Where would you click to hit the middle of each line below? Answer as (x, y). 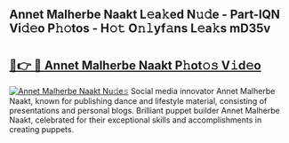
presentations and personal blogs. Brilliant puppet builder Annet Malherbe (144, 111)
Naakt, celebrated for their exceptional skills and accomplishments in (136, 120)
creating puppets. (41, 129)
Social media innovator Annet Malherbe (203, 91)
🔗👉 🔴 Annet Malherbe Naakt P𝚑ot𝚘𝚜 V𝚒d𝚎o (135, 65)
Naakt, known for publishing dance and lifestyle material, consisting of (138, 101)
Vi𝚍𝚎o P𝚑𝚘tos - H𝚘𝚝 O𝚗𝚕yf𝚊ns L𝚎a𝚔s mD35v (140, 29)
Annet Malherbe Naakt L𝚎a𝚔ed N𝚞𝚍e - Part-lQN (144, 15)
